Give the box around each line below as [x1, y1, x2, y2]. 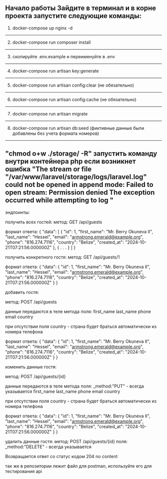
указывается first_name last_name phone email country [5, 388, 120, 394]
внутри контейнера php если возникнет [5, 157, 136, 166]
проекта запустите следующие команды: [5, 12, 142, 20]
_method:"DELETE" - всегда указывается [5, 444, 92, 450]
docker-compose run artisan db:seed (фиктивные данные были [12, 125, 144, 131]
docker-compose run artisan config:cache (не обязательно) [12, 96, 137, 102]
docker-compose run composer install [12, 39, 91, 45]
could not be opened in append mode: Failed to [5, 181, 154, 189]
